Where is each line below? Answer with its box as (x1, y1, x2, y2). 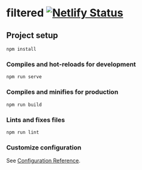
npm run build (6, 102, 42, 108)
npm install (6, 46, 36, 52)
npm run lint (6, 129, 39, 136)
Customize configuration (6, 143, 82, 151)
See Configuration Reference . (6, 157, 81, 165)
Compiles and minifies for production (6, 88, 118, 96)
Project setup (6, 30, 59, 41)
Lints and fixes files (6, 116, 66, 124)
